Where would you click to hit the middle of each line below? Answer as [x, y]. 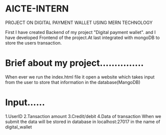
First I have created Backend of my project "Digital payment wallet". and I [80, 32]
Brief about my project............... [74, 63]
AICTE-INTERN [37, 9]
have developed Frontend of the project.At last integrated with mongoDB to [82, 37]
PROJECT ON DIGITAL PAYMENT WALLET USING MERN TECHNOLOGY [79, 22]
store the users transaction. [33, 42]
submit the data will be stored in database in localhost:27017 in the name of [83, 121]
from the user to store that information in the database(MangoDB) [73, 82]
